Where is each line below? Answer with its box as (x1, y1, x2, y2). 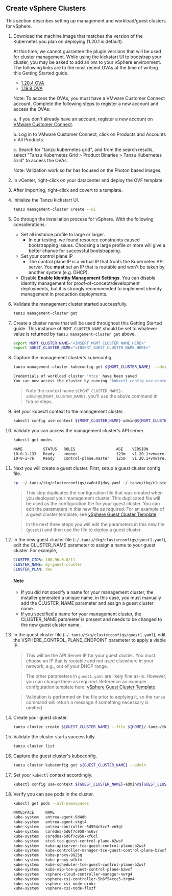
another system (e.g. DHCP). (28, 269, 89, 275)
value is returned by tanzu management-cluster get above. (13, 331, 136, 337)
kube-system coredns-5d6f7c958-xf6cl (13, 834, 99, 839)
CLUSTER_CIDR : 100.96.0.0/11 (13, 557, 76, 563)
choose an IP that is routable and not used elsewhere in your (26, 658, 154, 664)
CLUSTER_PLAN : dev (13, 566, 53, 572)
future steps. (26, 398, 53, 405)
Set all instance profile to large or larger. (20, 231, 105, 237)
